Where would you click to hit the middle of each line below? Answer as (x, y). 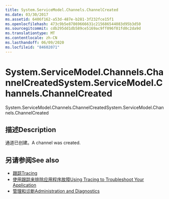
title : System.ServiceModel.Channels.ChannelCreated (62, 10)
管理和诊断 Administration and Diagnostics (56, 191)
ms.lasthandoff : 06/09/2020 (35, 43)
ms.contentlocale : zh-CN (31, 38)
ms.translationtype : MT (30, 33)
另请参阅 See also (32, 160)
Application (24, 185)
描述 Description (31, 129)
